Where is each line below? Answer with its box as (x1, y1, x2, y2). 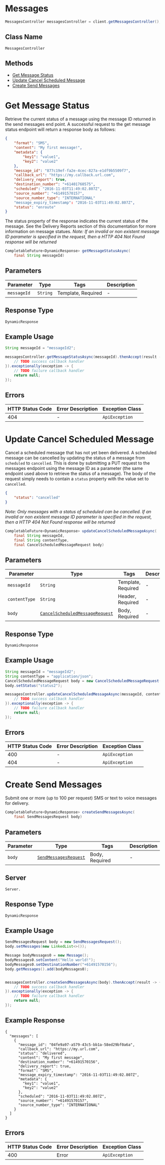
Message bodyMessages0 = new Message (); (5, 953, 89, 958)
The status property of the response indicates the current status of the (5, 218, 148, 224)
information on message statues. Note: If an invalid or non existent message (5, 229, 160, 234)
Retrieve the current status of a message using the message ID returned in (5, 116, 156, 122)
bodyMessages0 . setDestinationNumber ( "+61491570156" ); (5, 962, 118, 967)
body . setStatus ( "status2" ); (5, 683, 63, 688)
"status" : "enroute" (14, 204, 56, 209)
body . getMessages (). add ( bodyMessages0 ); (5, 966, 89, 971)
